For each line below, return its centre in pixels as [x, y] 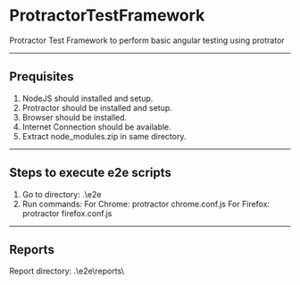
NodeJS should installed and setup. [87, 98]
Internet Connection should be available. [96, 127]
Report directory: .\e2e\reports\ [67, 271]
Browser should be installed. [75, 117]
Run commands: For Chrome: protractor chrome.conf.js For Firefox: [146, 204]
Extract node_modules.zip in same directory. [104, 136]
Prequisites [42, 77]
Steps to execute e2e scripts [91, 173]
